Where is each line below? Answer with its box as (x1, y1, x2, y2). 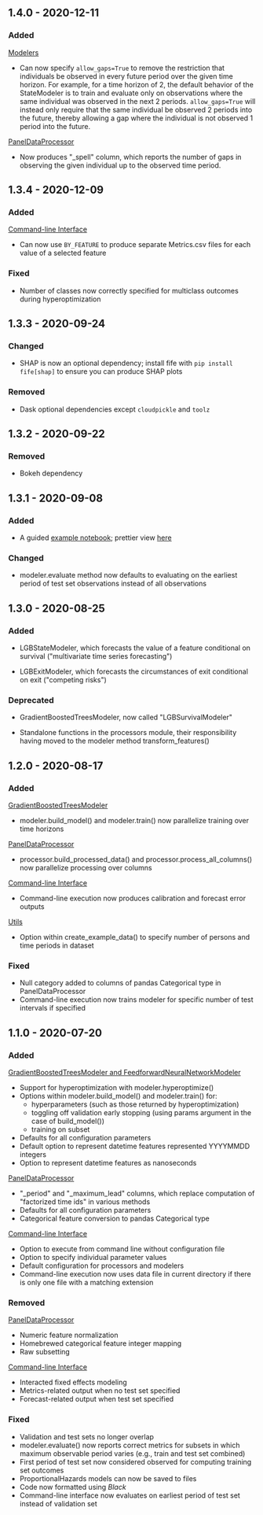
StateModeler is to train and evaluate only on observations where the (19, 88, 243, 98)
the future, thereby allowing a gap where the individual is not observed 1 (19, 113, 254, 123)
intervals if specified (19, 1003, 86, 1013)
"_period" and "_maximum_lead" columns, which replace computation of (19, 1188, 255, 1198)
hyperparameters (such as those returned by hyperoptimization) (31, 1099, 239, 1109)
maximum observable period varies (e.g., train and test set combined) (19, 1448, 246, 1458)
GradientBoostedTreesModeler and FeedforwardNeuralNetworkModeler (8, 1067, 241, 1077)
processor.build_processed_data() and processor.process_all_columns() (19, 855, 253, 864)
